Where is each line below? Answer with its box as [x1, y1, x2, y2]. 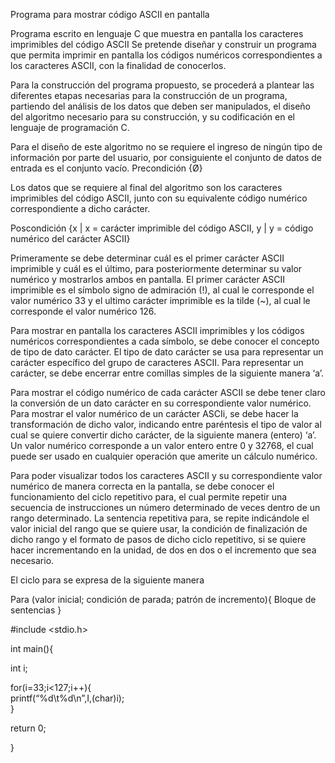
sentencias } [10, 604, 62, 616]
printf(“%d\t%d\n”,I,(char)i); [10, 692, 125, 704]
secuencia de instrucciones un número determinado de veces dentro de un [10, 502, 321, 513]
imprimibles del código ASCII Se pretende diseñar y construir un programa [10, 39, 317, 50]
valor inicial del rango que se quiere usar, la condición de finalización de [10, 523, 308, 534]
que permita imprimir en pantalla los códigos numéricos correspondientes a [10, 49, 323, 61]
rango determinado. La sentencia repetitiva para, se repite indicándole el [10, 512, 310, 524]
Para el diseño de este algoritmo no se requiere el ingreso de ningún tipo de [10, 141, 323, 153]
